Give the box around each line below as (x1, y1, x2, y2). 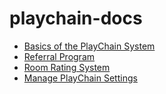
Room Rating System (23, 61, 111, 73)
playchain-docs (9, 7, 143, 30)
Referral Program (23, 50, 96, 62)
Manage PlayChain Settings (23, 72, 138, 84)
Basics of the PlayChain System (23, 40, 156, 52)
